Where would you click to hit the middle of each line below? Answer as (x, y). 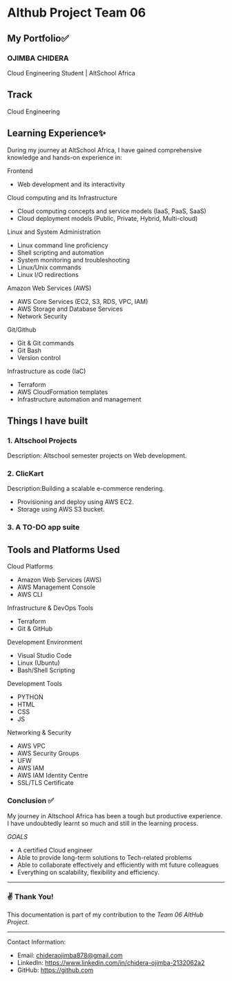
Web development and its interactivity (71, 184)
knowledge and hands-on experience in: (65, 157)
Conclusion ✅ (31, 801)
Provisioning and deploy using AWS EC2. (75, 502)
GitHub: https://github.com (55, 970)
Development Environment (45, 642)
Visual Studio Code (45, 656)
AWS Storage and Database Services (70, 309)
